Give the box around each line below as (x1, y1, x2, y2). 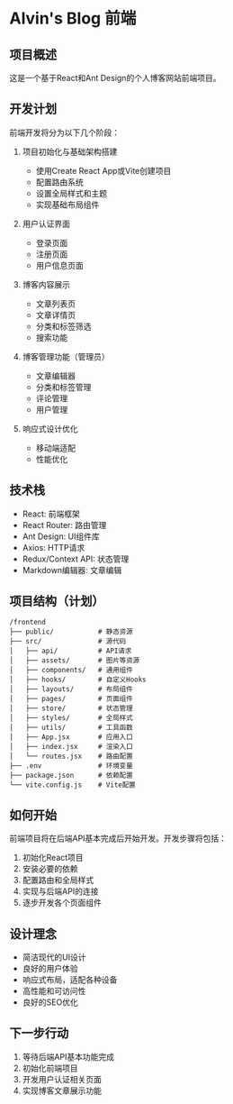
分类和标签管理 (35, 381, 92, 392)
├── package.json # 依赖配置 (9, 771, 133, 780)
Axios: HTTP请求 (22, 542, 85, 552)
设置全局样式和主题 (35, 187, 108, 198)
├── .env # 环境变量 (9, 762, 133, 771)
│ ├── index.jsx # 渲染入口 (9, 743, 133, 752)
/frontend (9, 618, 47, 627)
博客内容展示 (22, 278, 70, 289)
